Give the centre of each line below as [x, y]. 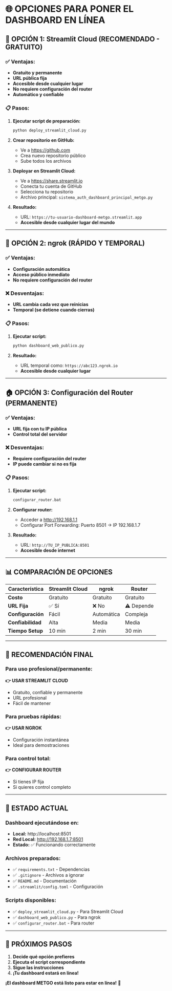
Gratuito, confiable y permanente [48, 692]
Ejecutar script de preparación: [47, 121]
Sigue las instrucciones [38, 967]
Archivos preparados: [33, 858]
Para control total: [28, 759]
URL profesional [30, 698]
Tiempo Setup [26, 631]
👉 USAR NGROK [24, 728]
